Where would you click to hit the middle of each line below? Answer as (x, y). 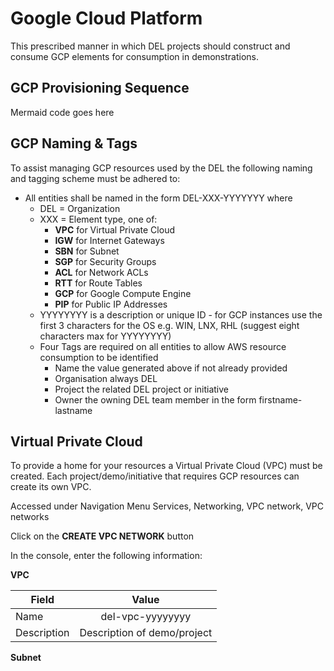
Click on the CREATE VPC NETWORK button (102, 536)
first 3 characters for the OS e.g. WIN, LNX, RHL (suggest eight (169, 325)
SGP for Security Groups (105, 261)
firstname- (280, 399)
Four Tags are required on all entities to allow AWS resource (163, 346)
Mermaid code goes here (62, 112)
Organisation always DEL (106, 378)
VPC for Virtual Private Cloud (114, 229)
